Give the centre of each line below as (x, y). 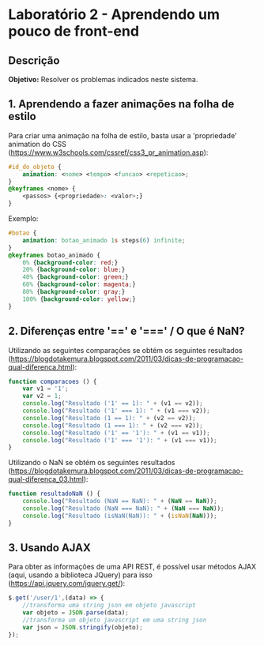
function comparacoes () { (53, 381)
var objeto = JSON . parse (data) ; (75, 613)
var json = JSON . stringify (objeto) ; (83, 627)
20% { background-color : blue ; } (74, 270)
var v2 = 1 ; (42, 396)
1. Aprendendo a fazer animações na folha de (121, 104)
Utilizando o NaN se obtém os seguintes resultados (92, 463)
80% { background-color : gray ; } (74, 292)
